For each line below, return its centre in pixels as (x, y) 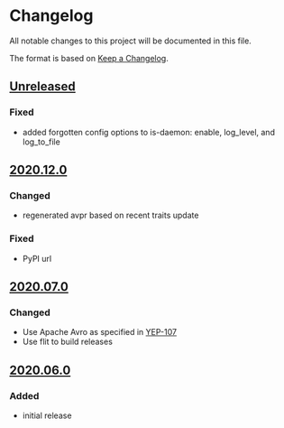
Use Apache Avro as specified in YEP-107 (100, 332)
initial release (47, 415)
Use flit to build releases (67, 342)
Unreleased (43, 87)
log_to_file (41, 142)
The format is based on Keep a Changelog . (89, 58)
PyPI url (37, 258)
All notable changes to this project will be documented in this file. (131, 41)
